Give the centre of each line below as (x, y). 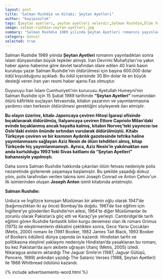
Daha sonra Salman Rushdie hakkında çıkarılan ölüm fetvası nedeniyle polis (80, 166)
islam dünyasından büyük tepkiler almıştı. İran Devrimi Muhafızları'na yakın (80, 60)
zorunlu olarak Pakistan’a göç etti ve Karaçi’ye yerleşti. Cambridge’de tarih (79, 216)
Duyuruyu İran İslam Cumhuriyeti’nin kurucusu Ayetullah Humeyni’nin (74, 90)
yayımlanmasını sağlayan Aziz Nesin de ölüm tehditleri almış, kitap (73, 141)
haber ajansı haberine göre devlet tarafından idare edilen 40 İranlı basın (76, 65)
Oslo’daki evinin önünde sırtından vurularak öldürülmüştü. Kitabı (72, 131)
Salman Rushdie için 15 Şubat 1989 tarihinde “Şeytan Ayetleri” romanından (80, 95)
